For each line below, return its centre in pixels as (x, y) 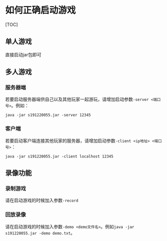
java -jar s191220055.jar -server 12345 (48, 115)
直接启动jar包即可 (23, 54)
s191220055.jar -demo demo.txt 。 (40, 233)
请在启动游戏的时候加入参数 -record (42, 200)
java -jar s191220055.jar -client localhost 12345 (59, 156)
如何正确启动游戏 (41, 10)
